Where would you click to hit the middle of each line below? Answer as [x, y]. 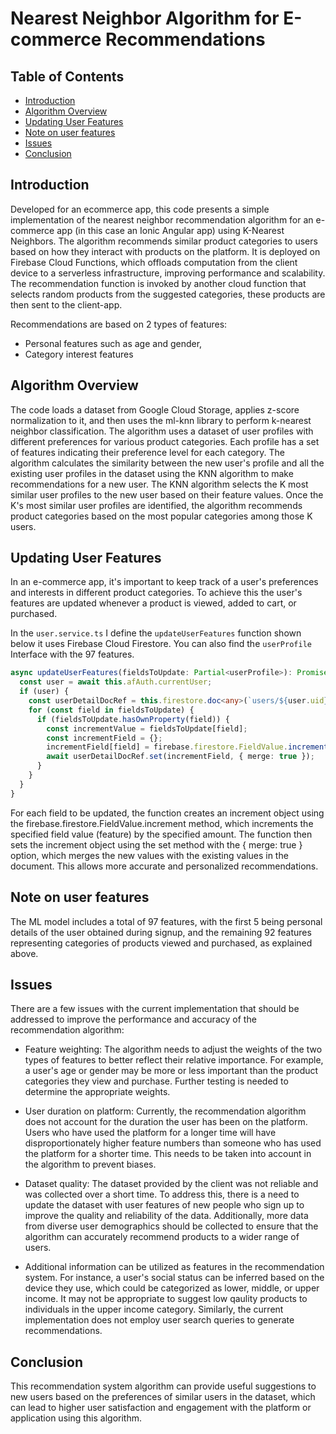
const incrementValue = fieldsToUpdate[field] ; [147, 728]
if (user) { [44, 692]
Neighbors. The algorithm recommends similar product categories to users [164, 241]
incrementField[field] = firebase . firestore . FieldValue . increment [187, 747]
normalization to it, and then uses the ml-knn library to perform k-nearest [161, 420]
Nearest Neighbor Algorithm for [145, 18]
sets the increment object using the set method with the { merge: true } [156, 844]
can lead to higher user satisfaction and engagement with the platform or [161, 1408]
